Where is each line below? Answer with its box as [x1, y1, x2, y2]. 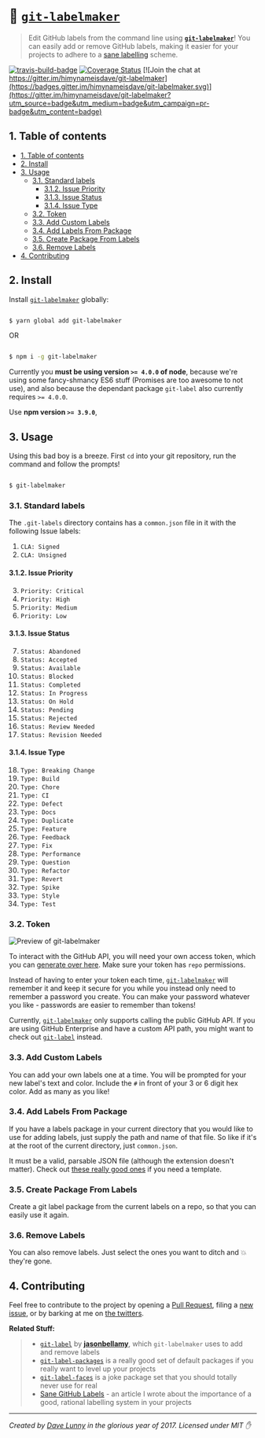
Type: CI [20, 791, 50, 799]
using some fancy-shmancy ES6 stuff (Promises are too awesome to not [9, 375, 243, 385]
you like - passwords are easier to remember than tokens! [9, 1001, 196, 1010]
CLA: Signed [20, 543, 60, 551]
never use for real [39, 1381, 98, 1391]
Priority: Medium [20, 603, 78, 612]
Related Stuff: [9, 1324, 56, 1333]
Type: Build [20, 775, 60, 783]
